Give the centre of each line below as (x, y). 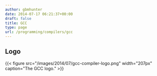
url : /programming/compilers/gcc (39, 32)
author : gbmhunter (24, 9)
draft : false (18, 18)
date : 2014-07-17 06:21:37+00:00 (39, 14)
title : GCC (16, 23)
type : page (16, 28)
